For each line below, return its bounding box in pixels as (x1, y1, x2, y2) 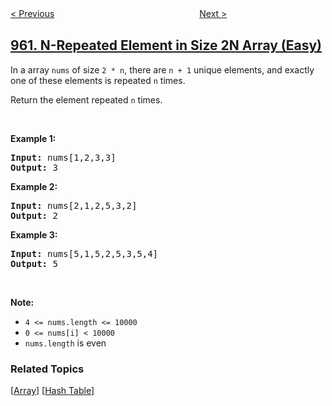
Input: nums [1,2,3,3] (10, 152, 117, 163)
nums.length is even (24, 337, 107, 349)
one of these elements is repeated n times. (10, 74, 186, 86)
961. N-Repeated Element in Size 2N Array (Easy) (10, 37, 323, 54)
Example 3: (10, 228, 58, 241)
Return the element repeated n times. (10, 93, 163, 106)
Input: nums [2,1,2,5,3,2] (10, 200, 138, 211)
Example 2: (10, 180, 58, 192)
